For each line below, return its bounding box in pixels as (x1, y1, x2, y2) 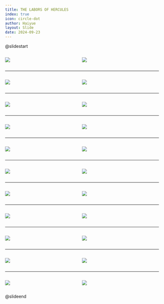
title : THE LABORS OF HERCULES (5, 7, 69, 12)
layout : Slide (5, 25, 34, 30)
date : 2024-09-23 (5, 30, 41, 35)
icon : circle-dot (5, 16, 41, 21)
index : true (5, 12, 29, 17)
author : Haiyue (5, 21, 36, 26)
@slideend (5, 294, 27, 299)
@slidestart (5, 43, 28, 49)
